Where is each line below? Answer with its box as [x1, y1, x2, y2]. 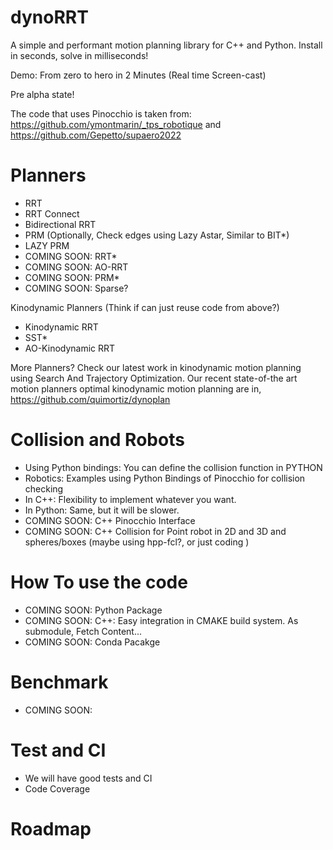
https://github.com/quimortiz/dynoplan [10, 393, 171, 405]
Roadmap [10, 817, 92, 840]
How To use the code [10, 571, 188, 593]
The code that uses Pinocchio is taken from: [10, 107, 192, 120]
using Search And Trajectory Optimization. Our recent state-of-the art [10, 372, 298, 384]
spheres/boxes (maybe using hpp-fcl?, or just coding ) [24, 536, 250, 548]
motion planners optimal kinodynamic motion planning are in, [10, 382, 262, 395]
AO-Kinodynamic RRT [24, 342, 116, 354]
